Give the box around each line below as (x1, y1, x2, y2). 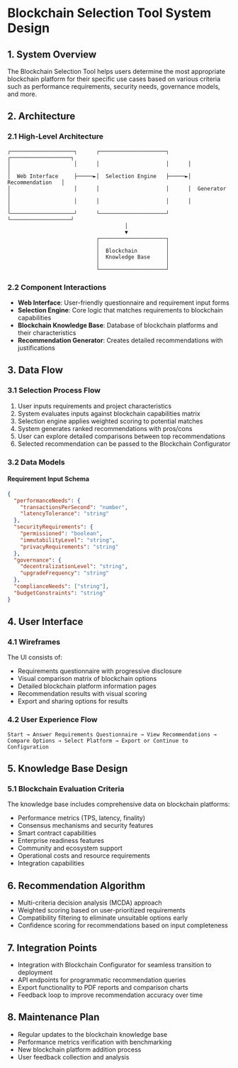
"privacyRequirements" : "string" (20, 543, 119, 550)
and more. (7, 90, 38, 98)
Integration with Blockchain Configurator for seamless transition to (17, 960, 212, 969)
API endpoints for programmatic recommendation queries (17, 975, 186, 984)
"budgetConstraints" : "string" (13, 589, 106, 596)
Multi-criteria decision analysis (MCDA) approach (17, 898, 162, 907)
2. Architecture (7, 110, 76, 122)
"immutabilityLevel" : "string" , (20, 536, 115, 544)
